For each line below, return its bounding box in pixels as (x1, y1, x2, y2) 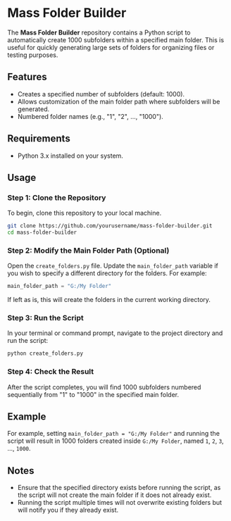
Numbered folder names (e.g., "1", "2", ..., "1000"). (17, 112, 163, 120)
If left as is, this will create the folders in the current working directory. (7, 296, 211, 304)
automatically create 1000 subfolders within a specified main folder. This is (7, 35, 224, 44)
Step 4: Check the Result (7, 367, 94, 377)
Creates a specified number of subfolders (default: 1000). (17, 89, 185, 98)
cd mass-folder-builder (7, 229, 77, 237)
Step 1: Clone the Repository (7, 192, 106, 202)
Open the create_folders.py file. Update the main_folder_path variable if (7, 262, 218, 270)
